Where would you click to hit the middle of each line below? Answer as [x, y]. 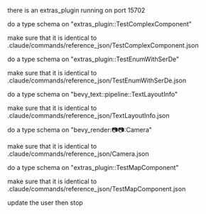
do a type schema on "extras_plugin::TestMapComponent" [93, 167]
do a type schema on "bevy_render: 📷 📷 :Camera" [80, 130]
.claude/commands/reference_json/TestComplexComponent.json [103, 45]
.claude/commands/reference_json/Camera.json [78, 154]
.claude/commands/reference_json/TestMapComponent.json [97, 189]
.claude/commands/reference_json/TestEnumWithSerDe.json [97, 80]
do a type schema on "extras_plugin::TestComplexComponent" [99, 24]
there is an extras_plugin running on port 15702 [76, 10]
